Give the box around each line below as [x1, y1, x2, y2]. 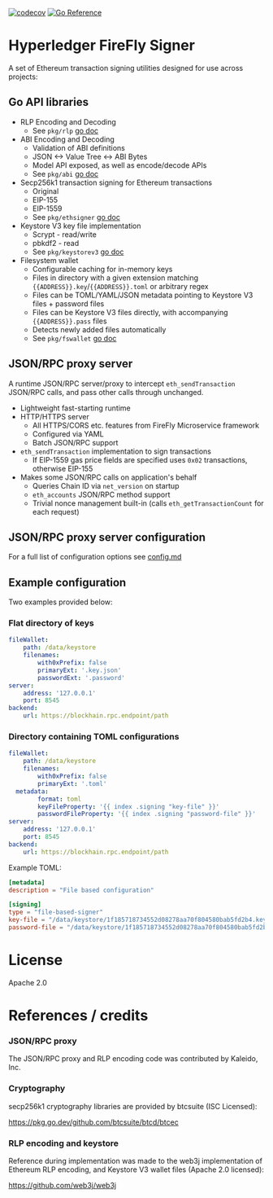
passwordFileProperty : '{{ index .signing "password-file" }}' [37, 810, 256, 818]
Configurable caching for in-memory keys [32, 264, 173, 274]
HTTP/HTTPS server [19, 411, 89, 421]
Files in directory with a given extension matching [32, 273, 199, 283]
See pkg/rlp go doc [32, 125, 99, 135]
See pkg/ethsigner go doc [32, 212, 120, 222]
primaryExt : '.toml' [37, 779, 107, 788]
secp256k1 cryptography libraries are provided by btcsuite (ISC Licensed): [8, 1101, 258, 1111]
